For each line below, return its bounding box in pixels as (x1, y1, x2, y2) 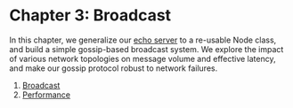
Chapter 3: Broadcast (9, 5, 172, 26)
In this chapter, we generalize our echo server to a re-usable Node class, (9, 35, 277, 45)
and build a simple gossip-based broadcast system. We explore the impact (9, 43, 284, 54)
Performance (21, 89, 71, 100)
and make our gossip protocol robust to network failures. (9, 63, 218, 73)
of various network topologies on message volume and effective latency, (9, 53, 276, 64)
